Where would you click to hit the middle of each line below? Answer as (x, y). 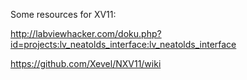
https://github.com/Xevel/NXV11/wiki (86, 63)
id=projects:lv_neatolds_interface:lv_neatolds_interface (123, 44)
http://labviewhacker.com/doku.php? (86, 33)
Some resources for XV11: (63, 14)
